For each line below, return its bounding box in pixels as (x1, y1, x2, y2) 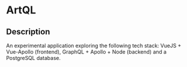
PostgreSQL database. (6, 55, 61, 61)
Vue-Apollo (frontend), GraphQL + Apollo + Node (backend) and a (6, 48, 167, 55)
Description (6, 27, 50, 37)
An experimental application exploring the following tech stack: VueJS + (6, 42, 182, 49)
